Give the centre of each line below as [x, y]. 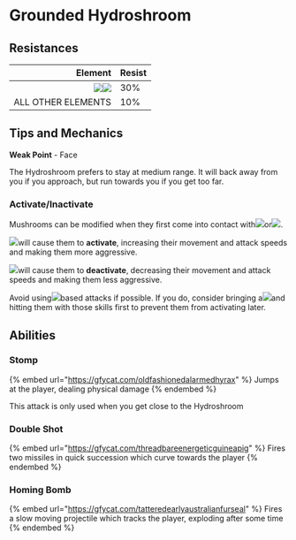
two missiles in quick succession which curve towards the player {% [133, 458]
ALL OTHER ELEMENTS [63, 102]
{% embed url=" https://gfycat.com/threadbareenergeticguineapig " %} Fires [147, 448]
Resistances [44, 48]
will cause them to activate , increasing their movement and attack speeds [153, 243]
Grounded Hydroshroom [100, 15]
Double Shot [36, 429]
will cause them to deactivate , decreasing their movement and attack [144, 270]
